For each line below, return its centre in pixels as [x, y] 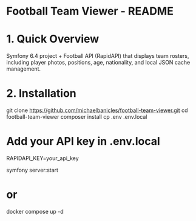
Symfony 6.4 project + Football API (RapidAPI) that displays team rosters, [98, 56]
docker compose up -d [35, 211]
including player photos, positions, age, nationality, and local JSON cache [98, 63]
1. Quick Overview [53, 39]
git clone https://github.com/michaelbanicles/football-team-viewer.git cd [97, 110]
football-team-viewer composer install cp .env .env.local [77, 117]
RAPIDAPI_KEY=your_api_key [42, 158]
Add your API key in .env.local [83, 142]
